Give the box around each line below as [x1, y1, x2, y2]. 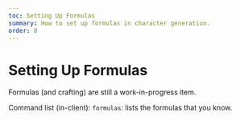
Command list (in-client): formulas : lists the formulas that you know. [8, 103, 233, 113]
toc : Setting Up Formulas [8, 11, 95, 20]
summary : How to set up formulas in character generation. [8, 19, 211, 27]
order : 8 [8, 26, 38, 34]
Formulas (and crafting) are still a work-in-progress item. [8, 87, 197, 97]
